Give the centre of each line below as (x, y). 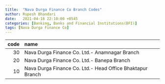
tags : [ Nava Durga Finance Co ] (37, 28)
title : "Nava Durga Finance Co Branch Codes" (54, 10)
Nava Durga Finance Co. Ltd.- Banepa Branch (77, 61)
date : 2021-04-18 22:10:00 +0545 (41, 19)
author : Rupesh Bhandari (30, 14)
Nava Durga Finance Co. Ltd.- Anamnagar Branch (82, 53)
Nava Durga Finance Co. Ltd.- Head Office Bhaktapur (86, 68)
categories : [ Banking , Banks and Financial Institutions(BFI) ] (71, 23)
